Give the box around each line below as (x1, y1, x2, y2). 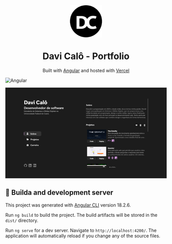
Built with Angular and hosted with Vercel (42, 67, 130, 73)
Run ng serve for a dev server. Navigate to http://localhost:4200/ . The (5, 227, 157, 233)
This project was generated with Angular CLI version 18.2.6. (5, 202, 131, 208)
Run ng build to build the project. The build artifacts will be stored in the (5, 212, 158, 218)
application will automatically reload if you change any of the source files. (5, 233, 160, 239)
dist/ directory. (5, 217, 38, 223)
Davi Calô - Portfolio (42, 51, 130, 62)
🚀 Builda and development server (5, 188, 114, 197)
